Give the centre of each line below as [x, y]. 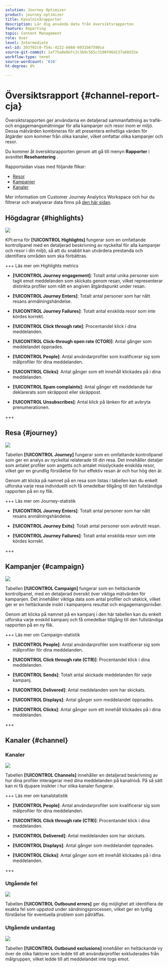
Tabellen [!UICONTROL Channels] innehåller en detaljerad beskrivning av [82, 775]
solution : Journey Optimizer [36, 10]
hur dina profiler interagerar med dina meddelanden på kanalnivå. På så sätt [84, 781]
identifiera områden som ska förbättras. [46, 256]
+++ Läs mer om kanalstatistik [37, 796]
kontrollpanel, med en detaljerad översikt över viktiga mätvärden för [75, 594]
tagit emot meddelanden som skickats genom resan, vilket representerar [88, 281]
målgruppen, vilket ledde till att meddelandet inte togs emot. [67, 959]
